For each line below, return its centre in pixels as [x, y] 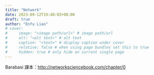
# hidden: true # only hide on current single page [65, 52]
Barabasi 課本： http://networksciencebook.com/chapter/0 [65, 67]
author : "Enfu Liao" [27, 24]
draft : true [18, 19]
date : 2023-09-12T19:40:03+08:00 [40, 15]
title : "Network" [23, 10]
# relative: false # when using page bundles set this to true [77, 47]
